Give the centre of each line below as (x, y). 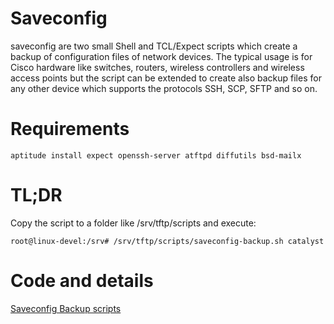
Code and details (82, 281)
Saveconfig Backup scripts (66, 308)
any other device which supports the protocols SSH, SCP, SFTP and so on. (164, 88)
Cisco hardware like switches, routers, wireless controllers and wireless (157, 67)
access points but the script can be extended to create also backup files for (166, 78)
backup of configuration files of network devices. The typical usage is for (161, 56)
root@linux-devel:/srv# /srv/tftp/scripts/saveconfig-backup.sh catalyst (167, 241)
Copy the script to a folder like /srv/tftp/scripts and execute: (133, 223)
